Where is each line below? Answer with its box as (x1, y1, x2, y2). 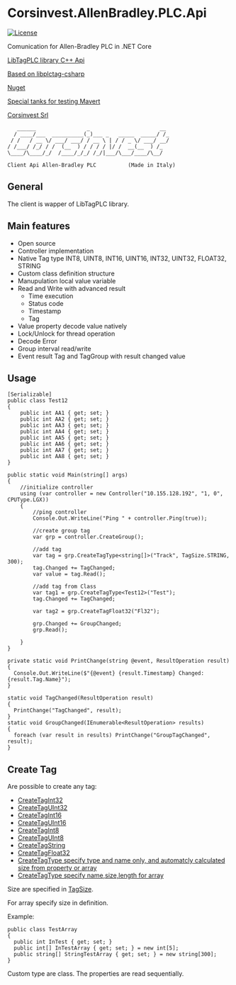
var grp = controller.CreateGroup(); (33, 533, 144, 541)
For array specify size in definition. (7, 899, 108, 907)
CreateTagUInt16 (17, 819, 67, 827)
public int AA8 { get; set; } (20, 453, 110, 460)
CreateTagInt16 (17, 811, 62, 819)
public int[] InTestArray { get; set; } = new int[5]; (13, 945, 179, 952)
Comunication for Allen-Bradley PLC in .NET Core (7, 42, 152, 50)
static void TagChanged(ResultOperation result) (7, 695, 154, 702)
